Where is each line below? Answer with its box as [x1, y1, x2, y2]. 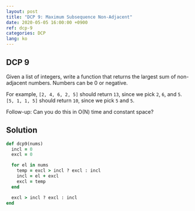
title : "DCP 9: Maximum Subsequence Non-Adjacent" [6, 14, 133, 20]
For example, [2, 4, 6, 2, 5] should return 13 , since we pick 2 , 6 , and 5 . [6, 90, 182, 97]
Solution [6, 125, 38, 135]
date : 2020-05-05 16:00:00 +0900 [6, 19, 88, 25]
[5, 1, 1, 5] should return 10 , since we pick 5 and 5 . [6, 97, 135, 104]
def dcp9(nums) [6, 141, 43, 147]
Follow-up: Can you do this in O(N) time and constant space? [6, 108, 154, 115]
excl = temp [16, 178, 46, 185]
